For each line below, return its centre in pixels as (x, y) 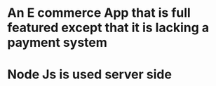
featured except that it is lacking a (108, 28)
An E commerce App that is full (99, 13)
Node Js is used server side (89, 74)
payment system (57, 43)
